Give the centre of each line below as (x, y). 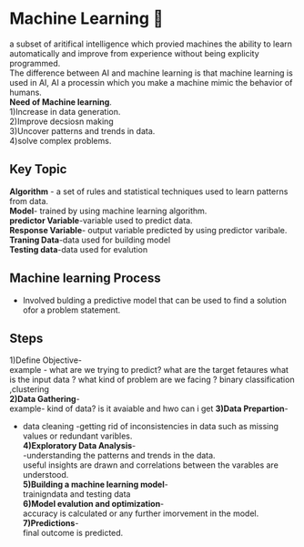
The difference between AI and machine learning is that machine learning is (151, 73)
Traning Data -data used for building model (90, 240)
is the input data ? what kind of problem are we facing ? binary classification (152, 380)
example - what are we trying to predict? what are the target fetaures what (149, 370)
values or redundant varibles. (77, 436)
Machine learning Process (85, 279)
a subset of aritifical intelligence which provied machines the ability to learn (151, 44)
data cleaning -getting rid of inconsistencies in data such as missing (151, 427)
